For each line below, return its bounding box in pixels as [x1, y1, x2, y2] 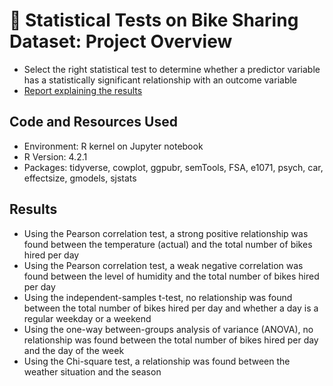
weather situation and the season [23, 365, 162, 378]
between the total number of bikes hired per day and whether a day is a [23, 302, 319, 314]
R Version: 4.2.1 [23, 150, 88, 163]
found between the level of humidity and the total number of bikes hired [23, 270, 320, 282]
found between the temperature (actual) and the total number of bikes [23, 238, 313, 250]
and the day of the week [23, 344, 125, 356]
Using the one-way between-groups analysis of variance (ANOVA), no [23, 323, 314, 335]
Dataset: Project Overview [9, 30, 233, 53]
